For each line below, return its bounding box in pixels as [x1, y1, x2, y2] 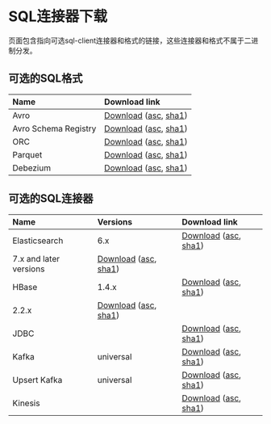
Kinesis [12, 397, 40, 409]
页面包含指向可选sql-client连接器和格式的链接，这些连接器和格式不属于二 [8, 36, 252, 45]
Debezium [12, 162, 51, 174]
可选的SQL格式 [8, 72, 83, 86]
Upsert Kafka [12, 374, 63, 385]
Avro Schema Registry [12, 123, 97, 134]
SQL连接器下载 [8, 7, 107, 26]
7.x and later [12, 253, 60, 264]
